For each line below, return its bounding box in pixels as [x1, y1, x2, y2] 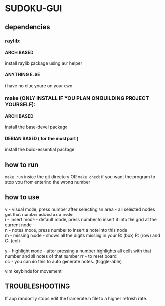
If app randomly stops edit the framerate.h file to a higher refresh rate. [5, 295, 148, 301]
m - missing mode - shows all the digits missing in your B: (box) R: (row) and [5, 232, 160, 238]
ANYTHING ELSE [5, 72, 40, 78]
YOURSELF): [5, 101, 35, 108]
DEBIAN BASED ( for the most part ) [5, 135, 79, 141]
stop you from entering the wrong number [5, 179, 90, 185]
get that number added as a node [5, 211, 73, 217]
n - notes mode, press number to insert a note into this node [5, 227, 128, 233]
